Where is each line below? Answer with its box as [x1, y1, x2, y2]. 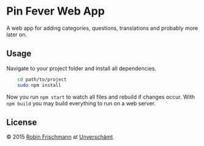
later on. [6, 30, 27, 38]
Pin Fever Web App [6, 4, 105, 18]
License [6, 117, 37, 127]
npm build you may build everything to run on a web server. [6, 99, 156, 107]
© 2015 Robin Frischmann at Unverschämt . [6, 133, 115, 141]
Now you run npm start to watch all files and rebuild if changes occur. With [6, 93, 195, 100]
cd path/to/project [17, 76, 67, 83]
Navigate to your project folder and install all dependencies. [6, 64, 157, 72]
